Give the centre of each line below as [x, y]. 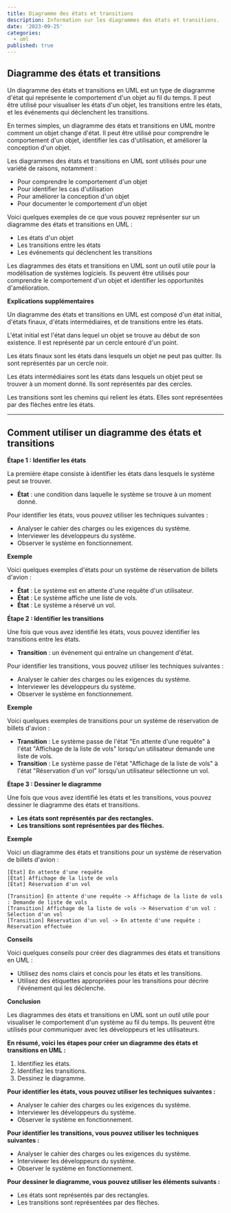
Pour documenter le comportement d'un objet [82, 204]
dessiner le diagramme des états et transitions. [74, 805]
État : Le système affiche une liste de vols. [77, 598]
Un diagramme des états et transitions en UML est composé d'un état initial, [114, 314]
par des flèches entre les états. [51, 404]
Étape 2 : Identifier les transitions [56, 618]
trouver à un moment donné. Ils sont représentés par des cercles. [100, 384]
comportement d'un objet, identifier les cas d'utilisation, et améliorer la [107, 140]
